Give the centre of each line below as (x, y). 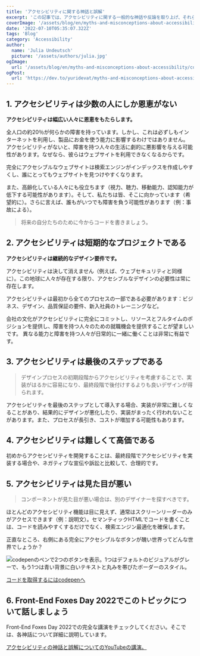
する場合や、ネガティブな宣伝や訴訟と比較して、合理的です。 (86, 463)
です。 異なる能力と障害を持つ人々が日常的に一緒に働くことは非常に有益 (95, 333)
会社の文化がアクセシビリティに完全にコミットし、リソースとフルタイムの (97, 318)
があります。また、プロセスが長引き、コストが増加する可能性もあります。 (97, 420)
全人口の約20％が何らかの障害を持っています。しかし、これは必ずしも (93, 132)
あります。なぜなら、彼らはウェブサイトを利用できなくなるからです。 (102, 154)
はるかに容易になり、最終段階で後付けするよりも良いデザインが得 (112, 385)
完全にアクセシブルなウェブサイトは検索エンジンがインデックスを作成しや (97, 167)
